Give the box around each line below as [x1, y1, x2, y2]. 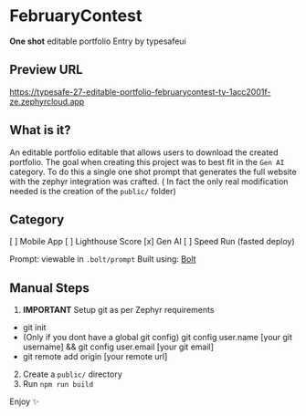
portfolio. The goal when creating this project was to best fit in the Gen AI [9, 156, 285, 167]
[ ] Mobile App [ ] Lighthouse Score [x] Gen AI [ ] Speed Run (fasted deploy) [9, 236, 295, 247]
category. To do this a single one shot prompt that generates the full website [9, 166, 297, 177]
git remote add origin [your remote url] [22, 351, 168, 362]
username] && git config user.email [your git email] [22, 341, 215, 352]
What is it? [9, 122, 71, 138]
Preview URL [9, 62, 84, 78]
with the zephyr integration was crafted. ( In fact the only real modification [9, 175, 289, 187]
